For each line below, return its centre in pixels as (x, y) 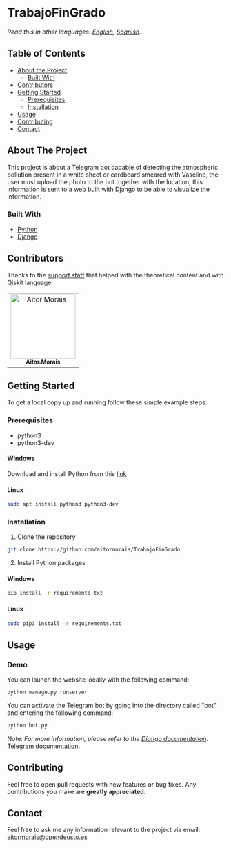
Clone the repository (46, 537)
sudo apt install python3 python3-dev (63, 504)
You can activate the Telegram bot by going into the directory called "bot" (112, 705)
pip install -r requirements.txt (55, 593)
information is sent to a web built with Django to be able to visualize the (109, 189)
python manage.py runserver (48, 692)
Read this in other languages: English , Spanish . (74, 32)
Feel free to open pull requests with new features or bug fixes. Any (102, 784)
